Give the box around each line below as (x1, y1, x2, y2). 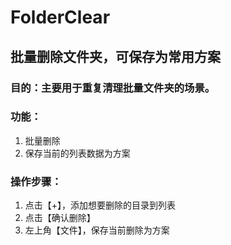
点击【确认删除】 (24, 212, 96, 224)
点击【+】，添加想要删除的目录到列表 (24, 199, 177, 211)
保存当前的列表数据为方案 (24, 147, 131, 159)
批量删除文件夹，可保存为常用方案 (10, 48, 221, 65)
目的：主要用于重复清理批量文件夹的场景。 (10, 81, 216, 95)
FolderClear (10, 6, 111, 29)
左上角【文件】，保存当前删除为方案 (24, 224, 170, 236)
